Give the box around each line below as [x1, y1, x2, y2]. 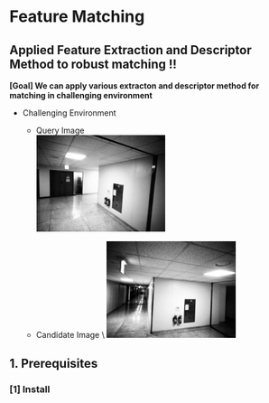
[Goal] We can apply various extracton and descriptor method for [9, 80, 260, 91]
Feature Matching [9, 6, 145, 27]
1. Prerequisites [9, 355, 98, 371]
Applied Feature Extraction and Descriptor [9, 42, 252, 58]
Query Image [35, 125, 85, 136]
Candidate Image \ [35, 330, 106, 341]
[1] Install [9, 382, 51, 395]
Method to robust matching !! [9, 56, 178, 71]
